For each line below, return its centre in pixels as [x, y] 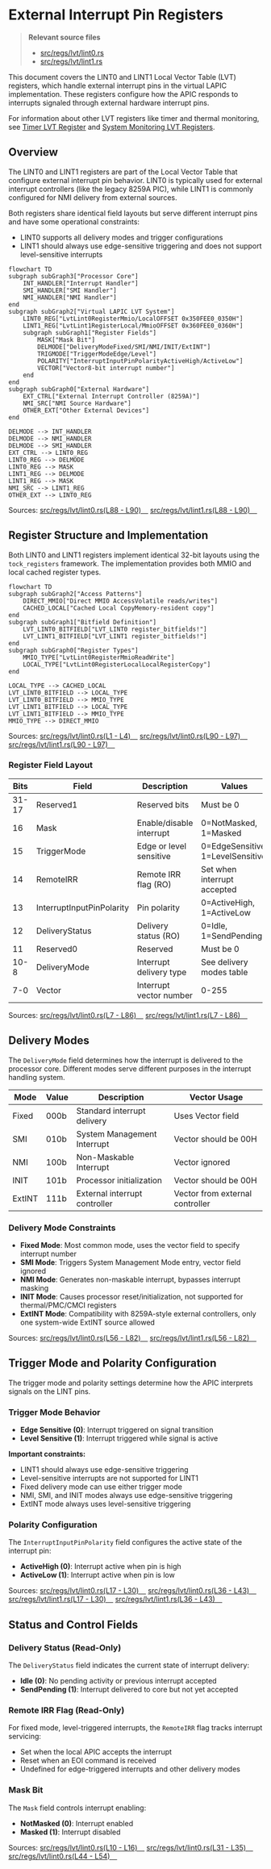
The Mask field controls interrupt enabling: [77, 1808]
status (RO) [158, 936]
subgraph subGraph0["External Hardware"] [79, 389]
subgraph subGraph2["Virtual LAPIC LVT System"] [92, 311]
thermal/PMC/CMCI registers [68, 1305]
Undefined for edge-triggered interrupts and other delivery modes [130, 1769]
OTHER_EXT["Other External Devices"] [86, 410]
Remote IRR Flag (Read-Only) [67, 1710]
